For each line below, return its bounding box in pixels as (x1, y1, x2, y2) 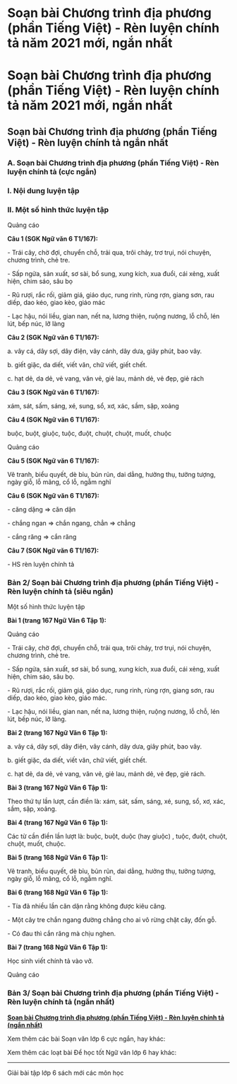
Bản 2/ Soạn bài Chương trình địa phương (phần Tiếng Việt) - (7, 577, 219, 587)
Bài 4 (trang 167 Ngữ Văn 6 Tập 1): (7, 819, 108, 827)
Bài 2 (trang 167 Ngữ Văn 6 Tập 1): (7, 729, 108, 737)
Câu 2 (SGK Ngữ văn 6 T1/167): (7, 333, 99, 341)
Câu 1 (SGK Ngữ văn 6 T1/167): (7, 234, 99, 243)
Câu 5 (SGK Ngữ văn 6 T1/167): (7, 456, 99, 465)
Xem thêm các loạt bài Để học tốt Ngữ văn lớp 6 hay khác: (7, 1048, 177, 1056)
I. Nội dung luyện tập (7, 185, 80, 195)
